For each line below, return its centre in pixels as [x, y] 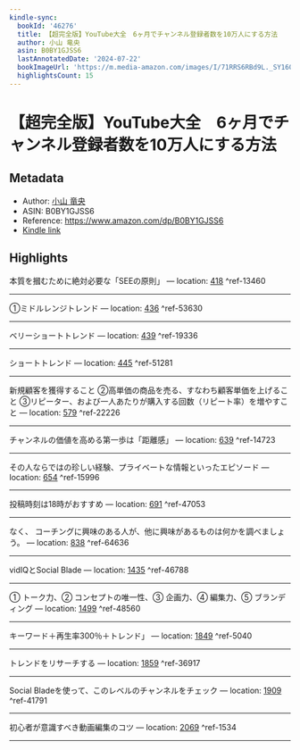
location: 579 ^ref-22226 [75, 412]
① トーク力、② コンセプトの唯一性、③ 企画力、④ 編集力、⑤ [131, 597]
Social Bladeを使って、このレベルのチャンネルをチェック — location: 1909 [146, 690]
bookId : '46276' [47, 26]
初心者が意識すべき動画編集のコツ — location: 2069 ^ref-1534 [123, 727]
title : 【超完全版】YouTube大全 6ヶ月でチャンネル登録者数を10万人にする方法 [148, 34]
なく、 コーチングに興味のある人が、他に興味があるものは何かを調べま [139, 531]
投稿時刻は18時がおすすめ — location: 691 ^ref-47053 [108, 504]
